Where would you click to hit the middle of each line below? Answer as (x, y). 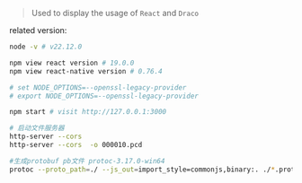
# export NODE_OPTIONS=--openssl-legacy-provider (104, 96)
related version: (38, 30)
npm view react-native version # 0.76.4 (86, 71)
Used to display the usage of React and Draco (115, 13)
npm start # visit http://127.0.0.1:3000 (88, 112)
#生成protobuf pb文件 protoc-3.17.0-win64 (87, 161)
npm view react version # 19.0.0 (72, 63)
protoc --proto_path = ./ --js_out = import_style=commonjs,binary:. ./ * (142, 170)
